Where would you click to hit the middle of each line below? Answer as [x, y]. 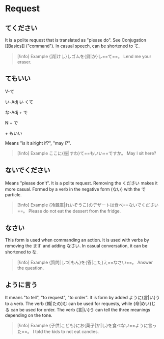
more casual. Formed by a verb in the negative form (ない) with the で [75, 189]
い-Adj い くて [19, 102]
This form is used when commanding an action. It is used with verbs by [77, 240]
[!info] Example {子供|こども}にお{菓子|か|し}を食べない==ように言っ [87, 326]
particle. [14, 194]
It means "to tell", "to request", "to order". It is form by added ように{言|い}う [82, 298]
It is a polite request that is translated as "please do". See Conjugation [76, 40]
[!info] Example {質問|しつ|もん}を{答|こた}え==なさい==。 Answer [85, 262]
